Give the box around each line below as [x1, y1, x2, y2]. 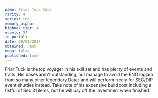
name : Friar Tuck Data [5, 7, 52, 12]
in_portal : [5, 35, 28, 40]
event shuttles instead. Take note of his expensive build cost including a [5, 82, 152, 88]
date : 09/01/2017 [5, 39, 41, 44]
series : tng [5, 16, 30, 21]
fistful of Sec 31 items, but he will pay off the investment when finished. [5, 87, 151, 94]
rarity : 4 [5, 12, 26, 17]
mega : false [5, 48, 30, 53]
